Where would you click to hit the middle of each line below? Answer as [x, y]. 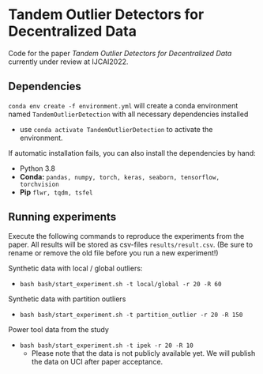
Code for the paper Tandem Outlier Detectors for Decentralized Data [120, 53]
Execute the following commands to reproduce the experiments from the [126, 236]
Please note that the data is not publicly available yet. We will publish [143, 353]
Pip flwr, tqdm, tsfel [56, 192]
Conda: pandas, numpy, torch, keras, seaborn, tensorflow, [119, 176]
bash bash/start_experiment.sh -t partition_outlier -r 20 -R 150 [131, 315]
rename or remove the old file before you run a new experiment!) [113, 253]
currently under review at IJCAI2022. [68, 62]
